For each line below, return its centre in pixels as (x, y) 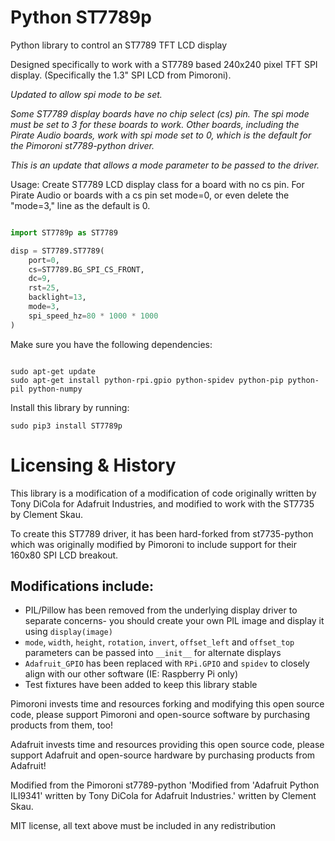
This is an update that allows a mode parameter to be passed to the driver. (165, 165)
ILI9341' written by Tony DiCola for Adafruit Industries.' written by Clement (163, 796)
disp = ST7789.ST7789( (57, 251)
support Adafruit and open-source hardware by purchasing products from (163, 755)
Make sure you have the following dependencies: (111, 344)
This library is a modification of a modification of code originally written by (163, 493)
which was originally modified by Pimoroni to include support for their (153, 544)
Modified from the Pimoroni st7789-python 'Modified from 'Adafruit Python (165, 785)
